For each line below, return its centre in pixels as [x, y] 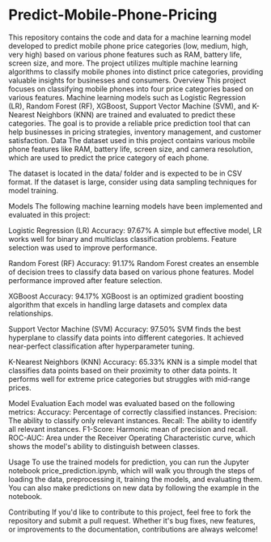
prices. [20, 387]
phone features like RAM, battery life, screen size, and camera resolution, [131, 149]
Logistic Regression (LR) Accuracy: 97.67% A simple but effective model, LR [135, 230]
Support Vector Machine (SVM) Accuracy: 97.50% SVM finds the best [125, 328]
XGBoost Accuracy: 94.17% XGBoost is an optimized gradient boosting [126, 296]
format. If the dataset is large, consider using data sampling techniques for [133, 182]
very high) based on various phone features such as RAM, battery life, [125, 54]
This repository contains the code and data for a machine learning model [130, 37]
